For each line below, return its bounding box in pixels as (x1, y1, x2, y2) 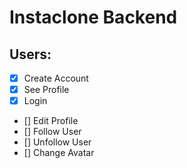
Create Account (23, 72, 89, 84)
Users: (9, 46, 52, 63)
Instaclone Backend (9, 6, 178, 29)
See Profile (23, 84, 70, 96)
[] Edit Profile (23, 115, 79, 127)
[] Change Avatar (23, 147, 95, 159)
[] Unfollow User (23, 136, 92, 148)
